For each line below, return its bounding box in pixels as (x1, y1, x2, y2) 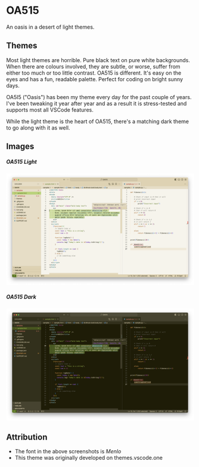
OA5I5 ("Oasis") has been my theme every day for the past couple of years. (6, 93, 192, 100)
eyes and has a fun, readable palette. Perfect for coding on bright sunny (6, 75, 184, 82)
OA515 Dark (6, 293, 37, 300)
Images (6, 142, 35, 152)
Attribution (6, 432, 48, 442)
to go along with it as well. (6, 124, 70, 131)
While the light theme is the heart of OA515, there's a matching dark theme (6, 118, 189, 125)
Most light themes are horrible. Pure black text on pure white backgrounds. (6, 56, 191, 63)
